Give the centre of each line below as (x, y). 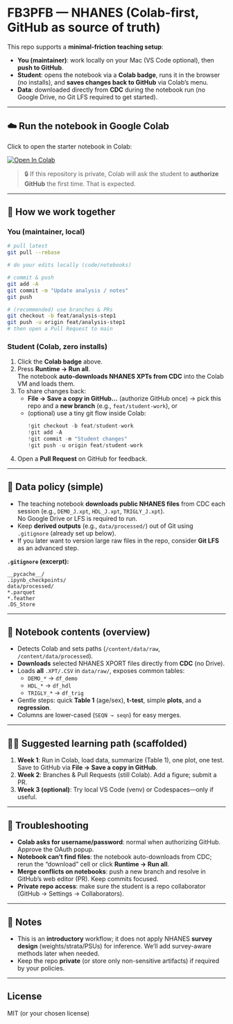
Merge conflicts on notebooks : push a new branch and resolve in (111, 871)
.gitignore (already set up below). (67, 533)
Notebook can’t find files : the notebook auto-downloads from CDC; (114, 857)
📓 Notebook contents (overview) (79, 632)
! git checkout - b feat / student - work (80, 426)
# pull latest (28, 246)
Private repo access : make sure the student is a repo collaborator (111, 887)
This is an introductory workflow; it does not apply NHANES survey (115, 939)
